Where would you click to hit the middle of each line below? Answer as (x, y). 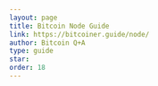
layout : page (33, 17)
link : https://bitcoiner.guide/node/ (79, 34)
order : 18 (28, 68)
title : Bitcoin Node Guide (59, 26)
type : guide (31, 51)
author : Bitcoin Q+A (48, 43)
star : (19, 59)
